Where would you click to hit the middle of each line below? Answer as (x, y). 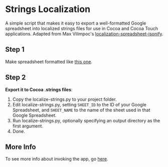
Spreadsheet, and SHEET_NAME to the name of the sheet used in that (81, 110)
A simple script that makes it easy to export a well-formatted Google (76, 23)
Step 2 (16, 77)
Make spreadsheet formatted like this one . (49, 62)
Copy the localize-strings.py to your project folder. (64, 99)
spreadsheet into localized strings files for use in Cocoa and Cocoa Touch (82, 28)
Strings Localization (48, 9)
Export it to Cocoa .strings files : (39, 89)
